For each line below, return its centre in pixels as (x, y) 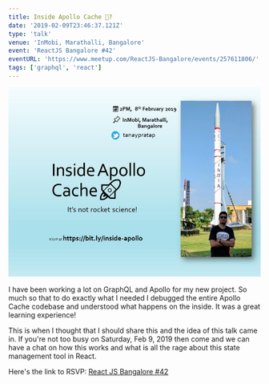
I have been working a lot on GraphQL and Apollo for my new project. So (128, 289)
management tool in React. (52, 356)
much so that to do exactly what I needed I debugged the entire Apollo (124, 297)
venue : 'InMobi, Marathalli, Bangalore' (77, 42)
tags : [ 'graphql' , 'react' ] (55, 68)
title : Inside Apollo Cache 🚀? (60, 17)
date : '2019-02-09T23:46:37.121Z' (66, 25)
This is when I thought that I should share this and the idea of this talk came (133, 330)
